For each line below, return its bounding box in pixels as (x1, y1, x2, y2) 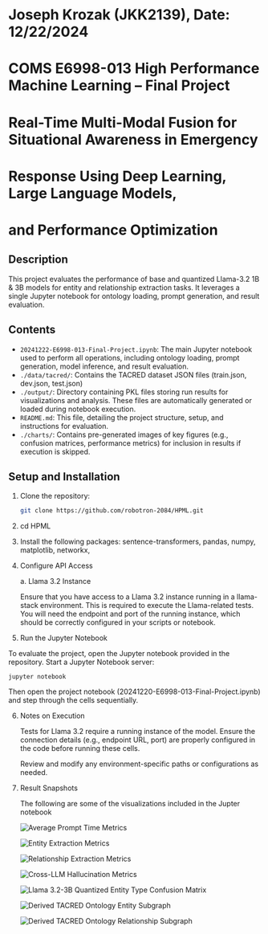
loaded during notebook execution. (19, 404, 136, 414)
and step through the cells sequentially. (8, 695, 139, 705)
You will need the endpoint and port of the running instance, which (19, 609, 241, 619)
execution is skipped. (19, 447, 91, 456)
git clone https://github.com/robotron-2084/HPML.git (19, 507, 204, 515)
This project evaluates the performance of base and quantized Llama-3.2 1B (8, 274, 260, 283)
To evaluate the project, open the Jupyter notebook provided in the (8, 649, 230, 659)
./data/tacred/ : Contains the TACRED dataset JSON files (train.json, (19, 369, 247, 379)
